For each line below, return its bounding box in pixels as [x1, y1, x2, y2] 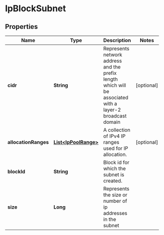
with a [103, 100, 117, 107]
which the [103, 165, 126, 172]
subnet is [103, 171, 124, 178]
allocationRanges [7, 139, 49, 145]
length [103, 76, 118, 82]
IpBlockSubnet [5, 3, 66, 14]
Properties [5, 23, 38, 31]
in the [103, 216, 116, 223]
